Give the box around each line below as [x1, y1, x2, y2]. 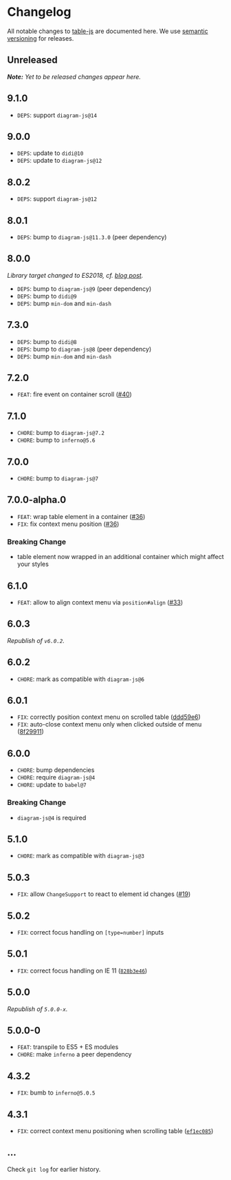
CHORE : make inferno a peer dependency [16, 1050, 132, 1059]
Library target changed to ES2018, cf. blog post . [7, 271, 144, 279]
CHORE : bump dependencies [16, 766, 95, 774]
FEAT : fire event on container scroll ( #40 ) [16, 390, 132, 398]
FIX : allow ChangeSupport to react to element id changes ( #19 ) [16, 890, 191, 898]
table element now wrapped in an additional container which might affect [16, 553, 224, 561]
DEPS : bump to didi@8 [16, 337, 77, 345]
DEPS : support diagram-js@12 [16, 194, 98, 203]
